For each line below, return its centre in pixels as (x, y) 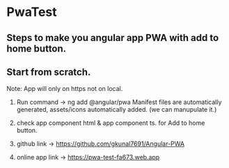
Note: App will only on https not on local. (65, 89)
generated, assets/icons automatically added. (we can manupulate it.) (117, 110)
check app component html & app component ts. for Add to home (111, 123)
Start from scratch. (49, 72)
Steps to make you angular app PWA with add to (113, 38)
